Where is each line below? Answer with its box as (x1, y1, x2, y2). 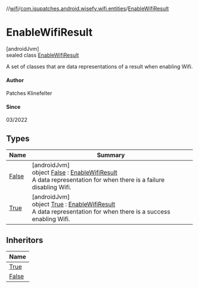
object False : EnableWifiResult (31, 169, 117, 177)
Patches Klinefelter (6, 90, 53, 97)
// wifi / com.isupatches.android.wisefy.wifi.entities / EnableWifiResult (6, 5, 169, 12)
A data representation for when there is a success (31, 208, 171, 216)
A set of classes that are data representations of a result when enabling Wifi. (6, 63, 193, 70)
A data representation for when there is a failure (31, 176, 165, 184)
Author (6, 76, 24, 83)
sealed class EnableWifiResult (6, 51, 79, 59)
